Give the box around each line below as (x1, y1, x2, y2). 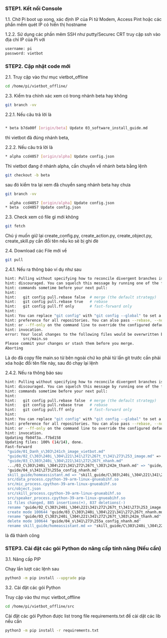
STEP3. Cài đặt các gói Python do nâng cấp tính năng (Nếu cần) (5, 545, 162, 552)
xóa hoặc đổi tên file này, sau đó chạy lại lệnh (5, 360, 98, 366)
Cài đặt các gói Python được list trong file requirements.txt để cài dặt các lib (5, 613, 161, 619)
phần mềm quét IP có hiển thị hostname (5, 21, 87, 27)
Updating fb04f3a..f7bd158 (5, 435, 61, 440)
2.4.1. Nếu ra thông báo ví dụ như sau (5, 266, 82, 272)
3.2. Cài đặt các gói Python (5, 585, 61, 591)
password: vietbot (5, 51, 43, 56)
